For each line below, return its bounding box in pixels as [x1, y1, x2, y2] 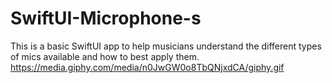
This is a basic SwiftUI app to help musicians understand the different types [10, 40, 322, 52]
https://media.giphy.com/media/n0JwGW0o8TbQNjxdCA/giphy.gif [10, 61, 285, 73]
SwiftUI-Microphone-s [10, 7, 202, 30]
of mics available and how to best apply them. [10, 50, 200, 62]
